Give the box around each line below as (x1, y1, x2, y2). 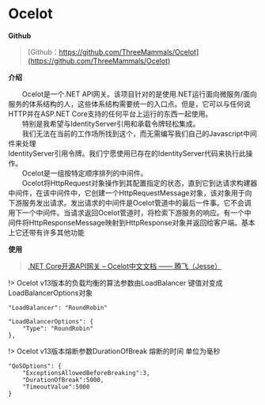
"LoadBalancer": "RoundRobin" (8, 304, 108, 312)
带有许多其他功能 (28, 227, 85, 237)
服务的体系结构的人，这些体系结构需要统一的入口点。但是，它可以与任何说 (8, 99, 251, 108)
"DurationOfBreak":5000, (22, 376, 104, 384)
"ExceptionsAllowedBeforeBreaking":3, (22, 369, 150, 377)
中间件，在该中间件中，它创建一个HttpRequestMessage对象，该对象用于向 (8, 187, 252, 198)
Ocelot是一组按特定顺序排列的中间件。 (22, 168, 148, 178)
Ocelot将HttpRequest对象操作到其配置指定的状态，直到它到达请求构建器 (22, 178, 258, 187)
